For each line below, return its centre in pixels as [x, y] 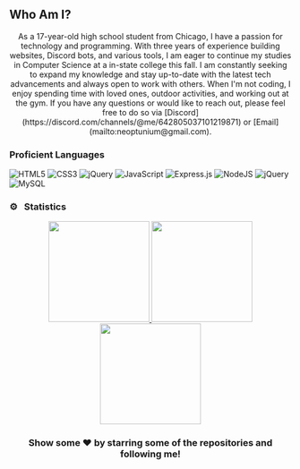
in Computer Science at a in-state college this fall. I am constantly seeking [150, 64]
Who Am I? [40, 15]
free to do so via [132, 112]
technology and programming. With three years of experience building [150, 46]
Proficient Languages [57, 154]
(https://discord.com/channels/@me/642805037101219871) [132, 122]
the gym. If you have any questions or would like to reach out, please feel [150, 103]
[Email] [266, 122]
